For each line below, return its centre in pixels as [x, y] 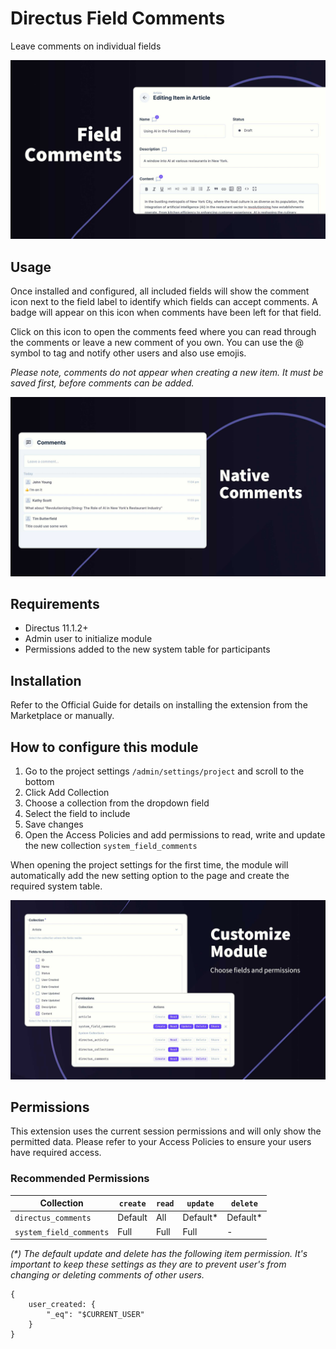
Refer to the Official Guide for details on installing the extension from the [159, 705]
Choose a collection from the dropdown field [117, 803]
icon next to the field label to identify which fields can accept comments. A [164, 302]
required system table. [56, 886]
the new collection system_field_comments [111, 846]
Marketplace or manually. [62, 716]
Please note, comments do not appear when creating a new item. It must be [167, 373]
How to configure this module [104, 747]
